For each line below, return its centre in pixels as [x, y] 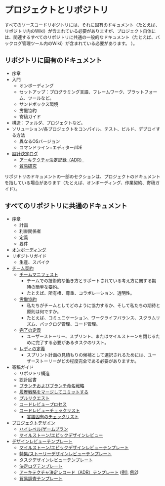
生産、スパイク [34, 262]
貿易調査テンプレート [41, 478]
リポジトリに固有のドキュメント [53, 61]
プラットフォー [142, 91]
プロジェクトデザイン [33, 423]
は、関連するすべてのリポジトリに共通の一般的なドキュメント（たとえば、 [80, 37]
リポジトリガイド [29, 256]
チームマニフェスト [39, 274]
